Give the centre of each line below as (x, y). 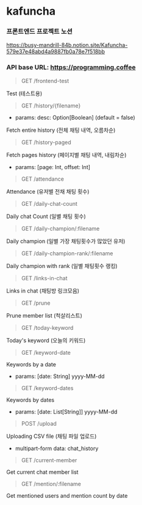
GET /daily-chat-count (49, 203)
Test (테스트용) (24, 93)
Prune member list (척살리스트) (44, 315)
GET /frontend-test (45, 81)
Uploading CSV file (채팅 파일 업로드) (51, 436)
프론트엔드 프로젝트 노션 (40, 32)
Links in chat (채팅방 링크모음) (43, 291)
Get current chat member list (42, 472)
